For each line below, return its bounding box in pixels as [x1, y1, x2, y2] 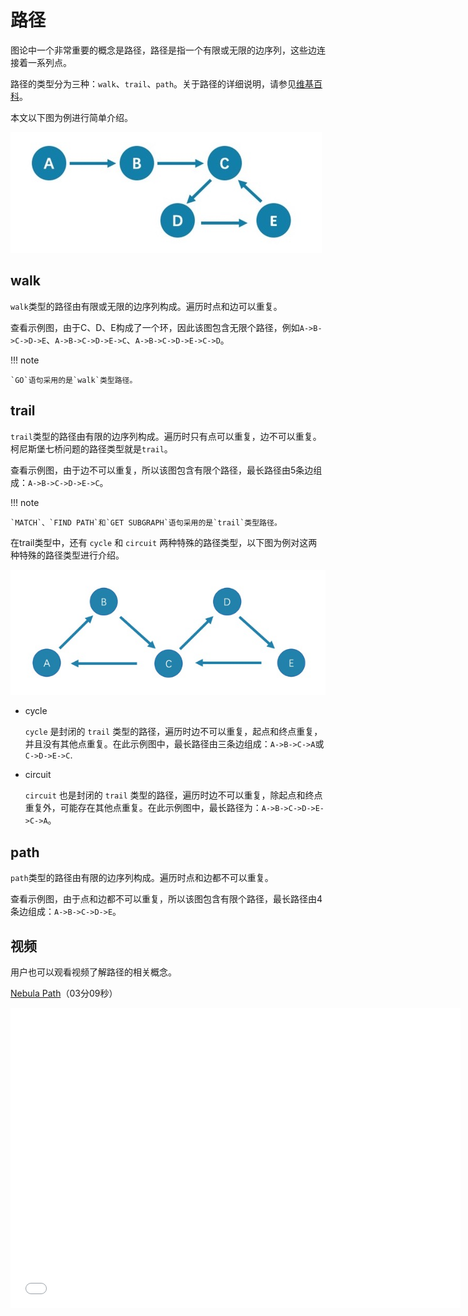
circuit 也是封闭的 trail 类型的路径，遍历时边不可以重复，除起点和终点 [24, 789, 323, 801]
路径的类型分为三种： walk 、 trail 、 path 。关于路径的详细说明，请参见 [10, 77, 297, 90]
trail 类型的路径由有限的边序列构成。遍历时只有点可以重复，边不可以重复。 [10, 430, 322, 442]
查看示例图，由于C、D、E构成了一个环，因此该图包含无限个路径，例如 [10, 321, 300, 333]
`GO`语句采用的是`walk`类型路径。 [10, 375, 138, 385]
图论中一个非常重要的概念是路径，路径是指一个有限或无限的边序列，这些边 [10, 44, 317, 56]
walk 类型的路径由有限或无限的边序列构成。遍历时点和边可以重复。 [10, 300, 283, 312]
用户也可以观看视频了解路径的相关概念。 [10, 966, 177, 978]
